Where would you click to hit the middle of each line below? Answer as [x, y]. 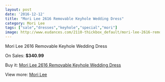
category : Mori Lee [25, 23]
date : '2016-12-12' [25, 14]
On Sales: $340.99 [25, 56]
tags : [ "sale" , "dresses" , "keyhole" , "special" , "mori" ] [61, 28]
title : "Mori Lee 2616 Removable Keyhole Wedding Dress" [65, 19]
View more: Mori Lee [26, 74]
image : [12, 32]
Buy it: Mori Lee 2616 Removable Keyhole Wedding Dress [63, 65]
